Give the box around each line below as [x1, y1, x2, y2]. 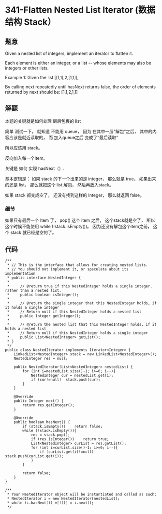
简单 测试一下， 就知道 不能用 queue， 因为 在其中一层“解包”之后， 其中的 [5, 128, 153, 134]
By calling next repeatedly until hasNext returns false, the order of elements [5, 84, 156, 90]
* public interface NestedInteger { [7, 275, 81, 280]
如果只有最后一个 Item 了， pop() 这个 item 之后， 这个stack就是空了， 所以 [5, 217, 155, 223]
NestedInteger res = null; [14, 356, 68, 361]
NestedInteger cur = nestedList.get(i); [30, 373, 114, 378]
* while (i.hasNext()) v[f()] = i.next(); [7, 500, 94, 505]
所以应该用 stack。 [5, 145, 43, 150]
